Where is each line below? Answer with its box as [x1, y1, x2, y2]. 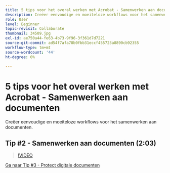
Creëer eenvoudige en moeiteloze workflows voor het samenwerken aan [5, 119, 157, 125]
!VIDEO [17, 152, 33, 158]
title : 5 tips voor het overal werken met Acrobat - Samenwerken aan [5, 7, 155, 13]
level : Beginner [5, 21, 39, 27]
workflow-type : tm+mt [5, 45, 51, 50]
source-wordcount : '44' [5, 50, 56, 55]
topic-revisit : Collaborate [5, 26, 65, 31]
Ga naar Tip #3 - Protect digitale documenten [5, 162, 100, 168]
